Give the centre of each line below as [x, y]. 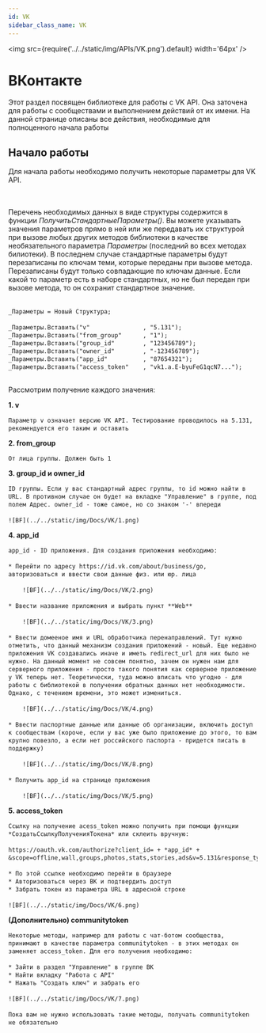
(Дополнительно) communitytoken [68, 920]
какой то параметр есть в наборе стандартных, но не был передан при [129, 279]
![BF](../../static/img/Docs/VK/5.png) [88, 796]
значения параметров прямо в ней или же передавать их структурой [126, 229]
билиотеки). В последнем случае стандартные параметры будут [118, 254]
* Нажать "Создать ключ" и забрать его [74, 983]
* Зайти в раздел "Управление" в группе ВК [81, 967]
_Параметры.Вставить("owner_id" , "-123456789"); [104, 351]
